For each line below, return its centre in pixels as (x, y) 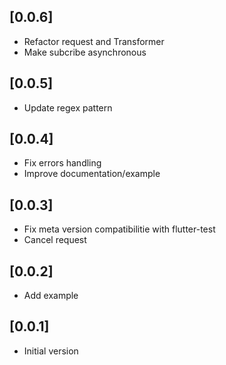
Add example (51, 296)
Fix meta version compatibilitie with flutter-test (119, 229)
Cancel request (55, 240)
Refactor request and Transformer (94, 41)
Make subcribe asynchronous (85, 52)
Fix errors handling (62, 163)
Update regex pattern (68, 107)
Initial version (51, 351)
